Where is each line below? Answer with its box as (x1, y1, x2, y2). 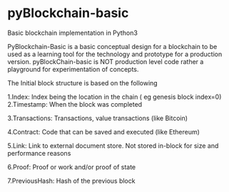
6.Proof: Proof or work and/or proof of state (7, 162, 136, 171)
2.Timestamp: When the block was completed (7, 100, 143, 108)
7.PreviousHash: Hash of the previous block (7, 176, 136, 185)
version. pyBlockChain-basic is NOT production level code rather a (7, 57, 204, 65)
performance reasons (7, 149, 71, 157)
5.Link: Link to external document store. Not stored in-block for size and (7, 141, 219, 150)
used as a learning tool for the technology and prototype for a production (7, 50, 223, 58)
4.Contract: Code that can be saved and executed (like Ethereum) (7, 127, 200, 136)
